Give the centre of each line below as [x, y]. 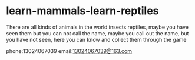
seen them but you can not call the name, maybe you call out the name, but [97, 33]
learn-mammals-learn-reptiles [82, 11]
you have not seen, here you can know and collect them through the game [96, 39]
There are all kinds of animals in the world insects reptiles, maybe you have [97, 27]
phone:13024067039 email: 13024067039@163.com [69, 51]
